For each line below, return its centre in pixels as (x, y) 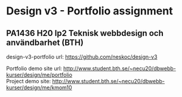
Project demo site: (29, 81)
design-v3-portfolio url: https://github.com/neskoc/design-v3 (82, 57)
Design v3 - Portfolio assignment (90, 11)
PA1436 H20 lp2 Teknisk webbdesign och (85, 33)
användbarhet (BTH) (45, 42)
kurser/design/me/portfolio (39, 75)
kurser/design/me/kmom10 (39, 87)
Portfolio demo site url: (34, 68)
